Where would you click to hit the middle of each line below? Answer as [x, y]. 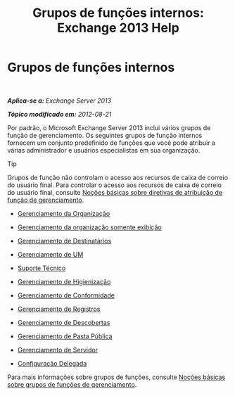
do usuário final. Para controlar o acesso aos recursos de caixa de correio [114, 185]
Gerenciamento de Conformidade [66, 295]
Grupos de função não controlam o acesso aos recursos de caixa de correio [118, 177]
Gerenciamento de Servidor [58, 350]
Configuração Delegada [52, 363]
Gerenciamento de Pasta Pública [65, 336]
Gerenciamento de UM [50, 254]
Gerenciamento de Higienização [64, 281]
